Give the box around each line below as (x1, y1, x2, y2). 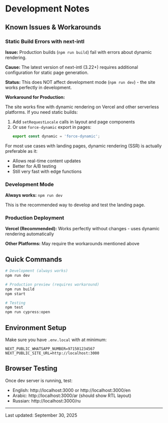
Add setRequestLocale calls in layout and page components (12, 118, 135, 125)
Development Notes (5, 3, 90, 14)
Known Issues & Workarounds (5, 23, 101, 31)
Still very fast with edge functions (12, 168, 82, 174)
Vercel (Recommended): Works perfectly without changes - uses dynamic (5, 226, 160, 232)
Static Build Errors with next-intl (5, 38, 85, 45)
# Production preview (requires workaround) (5, 282, 99, 287)
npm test (5, 305, 23, 310)
